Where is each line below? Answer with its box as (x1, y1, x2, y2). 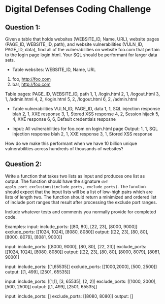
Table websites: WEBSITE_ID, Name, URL (12, 67, 96, 72)
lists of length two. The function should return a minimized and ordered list (5, 194, 157, 200)
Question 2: (5, 160, 42, 169)
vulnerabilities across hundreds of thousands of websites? (5, 146, 124, 151)
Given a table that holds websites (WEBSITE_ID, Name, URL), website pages (5, 36, 159, 42)
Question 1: (5, 23, 41, 32)
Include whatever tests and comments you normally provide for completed (5, 208, 156, 215)
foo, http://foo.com (12, 76, 51, 82)
